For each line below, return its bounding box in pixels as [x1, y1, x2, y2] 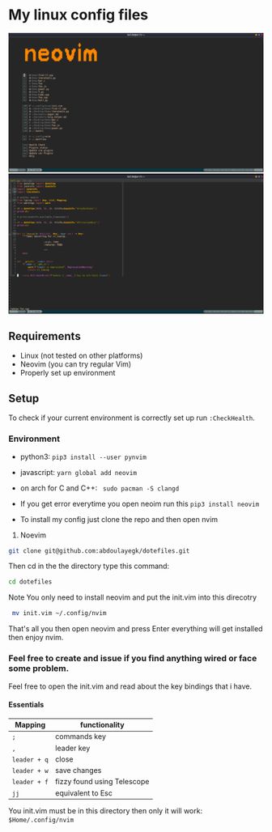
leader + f [11, 779, 49, 787]
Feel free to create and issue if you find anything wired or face [8, 653, 257, 664]
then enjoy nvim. [8, 633, 64, 643]
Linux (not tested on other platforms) [19, 350, 143, 361]
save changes [55, 766, 102, 775]
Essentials [8, 700, 45, 710]
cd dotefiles [8, 578, 53, 586]
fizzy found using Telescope [55, 777, 150, 787]
